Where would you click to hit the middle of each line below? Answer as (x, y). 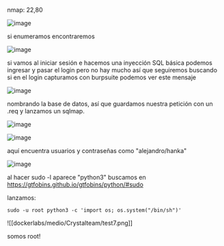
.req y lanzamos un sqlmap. (46, 111)
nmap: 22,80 (25, 10)
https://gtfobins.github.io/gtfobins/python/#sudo (75, 184)
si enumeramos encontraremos (51, 36)
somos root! (24, 236)
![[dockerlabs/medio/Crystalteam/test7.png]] (70, 223)
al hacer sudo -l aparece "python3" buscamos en (76, 177)
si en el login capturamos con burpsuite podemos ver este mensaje (102, 77)
